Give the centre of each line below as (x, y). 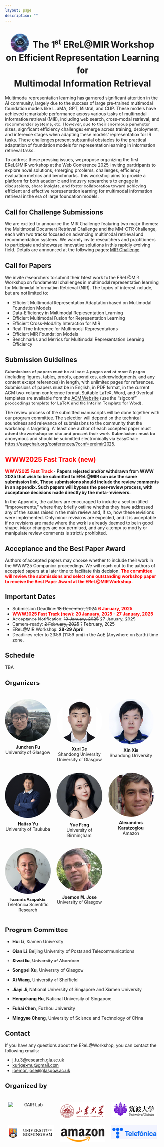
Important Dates (30, 597)
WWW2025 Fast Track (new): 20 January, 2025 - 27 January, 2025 (82, 614)
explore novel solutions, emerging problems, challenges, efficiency (73, 170)
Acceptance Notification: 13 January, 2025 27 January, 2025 (74, 619)
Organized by (26, 1086)
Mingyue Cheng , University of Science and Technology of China (78, 1018)
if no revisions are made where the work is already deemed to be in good (79, 523)
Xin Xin (131, 750)
